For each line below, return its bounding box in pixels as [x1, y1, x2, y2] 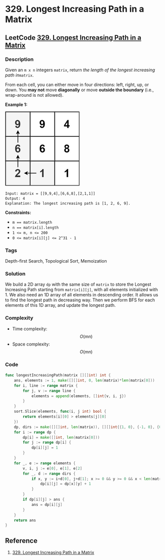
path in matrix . [5, 72, 34, 78]
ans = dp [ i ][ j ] [31, 502, 63, 507]
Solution [5, 270, 26, 277]
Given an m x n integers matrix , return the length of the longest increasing [5, 67, 155, 73]
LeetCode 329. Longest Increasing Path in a [5, 33, 141, 42]
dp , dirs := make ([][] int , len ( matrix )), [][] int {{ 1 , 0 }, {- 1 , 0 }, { [14, 425, 160, 429]
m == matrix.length [12, 220, 53, 225]
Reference [5, 536, 38, 545]
